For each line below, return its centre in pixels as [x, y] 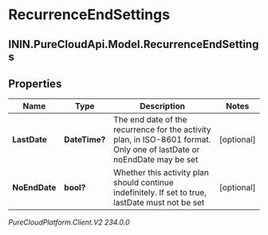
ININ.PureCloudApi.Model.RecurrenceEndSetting [134, 44]
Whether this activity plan [161, 173]
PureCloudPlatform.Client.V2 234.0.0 [69, 222]
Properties [35, 84]
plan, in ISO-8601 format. [162, 140]
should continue [143, 183]
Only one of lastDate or [156, 149]
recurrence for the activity [162, 129]
